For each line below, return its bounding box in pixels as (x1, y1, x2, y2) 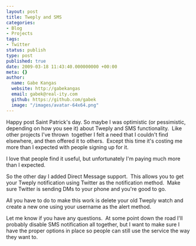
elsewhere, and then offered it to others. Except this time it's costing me (6, 137, 183, 144)
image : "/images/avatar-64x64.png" (11, 102, 99, 108)
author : (6, 75, 25, 80)
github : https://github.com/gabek (11, 96, 96, 102)
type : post (6, 53, 33, 59)
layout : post (6, 8, 38, 15)
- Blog (6, 25, 22, 31)
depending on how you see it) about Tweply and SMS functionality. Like (6, 125, 182, 132)
